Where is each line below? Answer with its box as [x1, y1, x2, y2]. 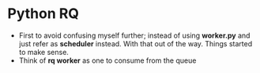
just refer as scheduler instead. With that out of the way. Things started [18, 38, 253, 48]
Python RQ [7, 5, 80, 23]
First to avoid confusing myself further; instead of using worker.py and [18, 31, 251, 40]
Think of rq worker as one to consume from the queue [18, 56, 197, 65]
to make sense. [18, 47, 69, 57]
